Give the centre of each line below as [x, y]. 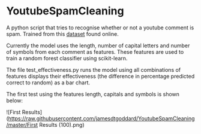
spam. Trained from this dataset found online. [62, 33]
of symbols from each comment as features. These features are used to [95, 51]
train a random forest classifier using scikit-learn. [67, 58]
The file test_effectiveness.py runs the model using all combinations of [94, 69]
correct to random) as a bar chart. [48, 83]
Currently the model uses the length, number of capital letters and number [98, 45]
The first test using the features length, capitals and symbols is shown [93, 94]
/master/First [22, 124]
